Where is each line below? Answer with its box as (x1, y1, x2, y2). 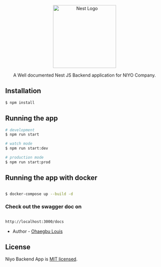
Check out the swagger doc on (5, 203, 82, 210)
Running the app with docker (5, 174, 98, 182)
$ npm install (5, 100, 35, 105)
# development (5, 127, 35, 132)
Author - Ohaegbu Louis (12, 228, 63, 234)
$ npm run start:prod (5, 159, 51, 165)
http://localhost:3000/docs (5, 219, 64, 224)
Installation (5, 87, 41, 95)
